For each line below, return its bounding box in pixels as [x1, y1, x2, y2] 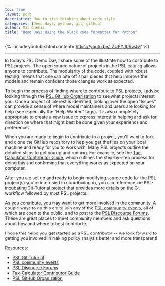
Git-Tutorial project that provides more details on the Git [27, 185, 140, 191]
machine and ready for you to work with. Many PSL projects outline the [5, 144, 149, 150]
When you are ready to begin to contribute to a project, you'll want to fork [5, 134, 154, 140]
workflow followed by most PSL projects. [5, 190, 88, 196]
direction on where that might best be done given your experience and [5, 119, 148, 125]
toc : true [5, 7, 26, 12]
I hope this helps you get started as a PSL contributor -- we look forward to [5, 230, 157, 236]
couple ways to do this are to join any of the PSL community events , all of [5, 205, 154, 211]
